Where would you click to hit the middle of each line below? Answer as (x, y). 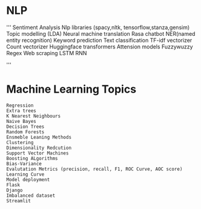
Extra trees (21, 111)
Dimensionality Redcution (39, 148)
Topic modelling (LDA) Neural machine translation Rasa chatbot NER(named (101, 33)
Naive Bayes (21, 121)
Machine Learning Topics (71, 89)
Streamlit (19, 201)
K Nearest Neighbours (34, 116)
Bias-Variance (24, 164)
